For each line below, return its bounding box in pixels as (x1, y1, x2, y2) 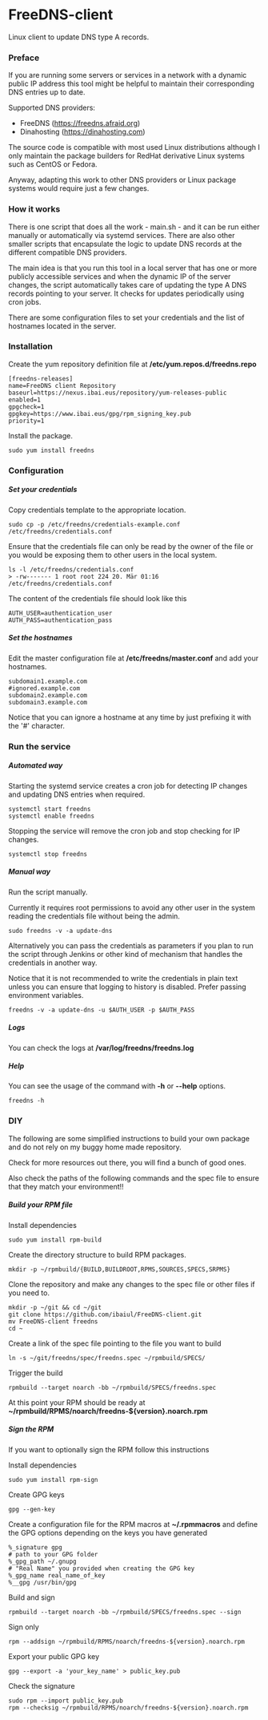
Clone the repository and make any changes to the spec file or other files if (8, 1279, 255, 1289)
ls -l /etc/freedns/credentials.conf (8, 565, 134, 574)
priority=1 (8, 417, 45, 425)
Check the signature (8, 1681, 75, 1690)
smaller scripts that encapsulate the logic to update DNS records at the (8, 239, 242, 248)
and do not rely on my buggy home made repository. (8, 1142, 182, 1152)
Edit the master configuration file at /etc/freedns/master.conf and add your (8, 653, 259, 663)
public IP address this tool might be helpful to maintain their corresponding (8, 79, 254, 89)
